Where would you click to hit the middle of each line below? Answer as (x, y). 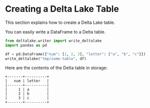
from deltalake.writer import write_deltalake (53, 41)
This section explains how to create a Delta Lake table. (60, 22)
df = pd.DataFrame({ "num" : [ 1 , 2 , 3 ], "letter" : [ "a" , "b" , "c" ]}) (75, 54)
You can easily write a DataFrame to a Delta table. (55, 32)
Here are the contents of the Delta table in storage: (56, 68)
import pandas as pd (26, 45)
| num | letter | (27, 81)
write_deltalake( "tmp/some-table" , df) (46, 59)
